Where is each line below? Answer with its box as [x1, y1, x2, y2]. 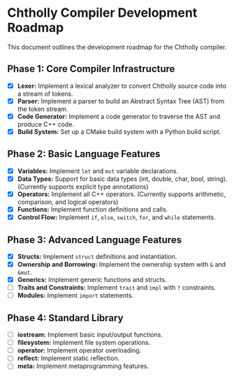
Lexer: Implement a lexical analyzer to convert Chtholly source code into [17, 82, 227, 90]
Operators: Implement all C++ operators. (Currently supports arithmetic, [17, 190, 226, 198]
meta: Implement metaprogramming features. [17, 362, 149, 371]
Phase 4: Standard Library [7, 312, 124, 324]
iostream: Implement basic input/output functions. [17, 330, 163, 339]
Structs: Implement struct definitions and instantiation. [17, 252, 177, 260]
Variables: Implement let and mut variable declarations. [17, 166, 179, 175]
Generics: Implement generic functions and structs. [17, 276, 167, 284]
